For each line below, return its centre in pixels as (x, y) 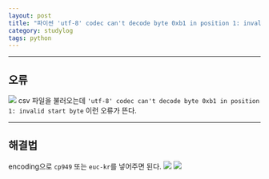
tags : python (30, 38)
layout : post (30, 16)
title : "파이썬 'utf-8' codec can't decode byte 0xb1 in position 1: (124, 23)
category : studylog (41, 30)
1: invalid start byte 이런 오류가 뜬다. (73, 111)
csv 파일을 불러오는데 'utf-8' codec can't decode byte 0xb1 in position (139, 101)
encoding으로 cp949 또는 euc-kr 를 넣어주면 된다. (85, 166)
